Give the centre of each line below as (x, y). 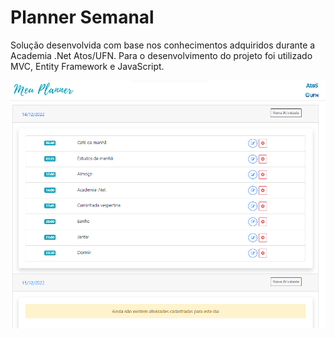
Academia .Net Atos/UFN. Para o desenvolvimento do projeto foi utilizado (161, 55)
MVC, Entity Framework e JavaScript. (87, 66)
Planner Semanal (82, 17)
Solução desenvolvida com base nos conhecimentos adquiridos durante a (163, 45)
